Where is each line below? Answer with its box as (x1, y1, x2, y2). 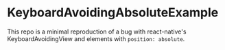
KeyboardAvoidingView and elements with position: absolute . (7, 34, 185, 42)
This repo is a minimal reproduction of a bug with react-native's (7, 27, 187, 36)
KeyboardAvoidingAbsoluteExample (7, 5, 219, 21)
